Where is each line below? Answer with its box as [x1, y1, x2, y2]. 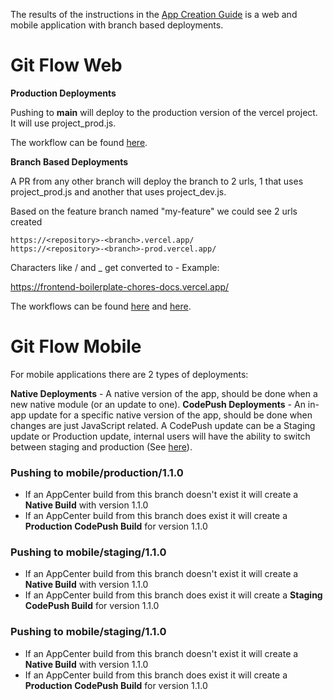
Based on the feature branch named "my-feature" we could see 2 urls [10, 205, 298, 217]
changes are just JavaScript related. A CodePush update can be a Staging [10, 419, 316, 431]
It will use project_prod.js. [10, 117, 117, 129]
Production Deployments [10, 87, 117, 99]
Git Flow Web [10, 54, 123, 77]
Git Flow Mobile [10, 335, 142, 358]
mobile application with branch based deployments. [10, 19, 224, 31]
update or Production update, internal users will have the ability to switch [10, 430, 311, 442]
